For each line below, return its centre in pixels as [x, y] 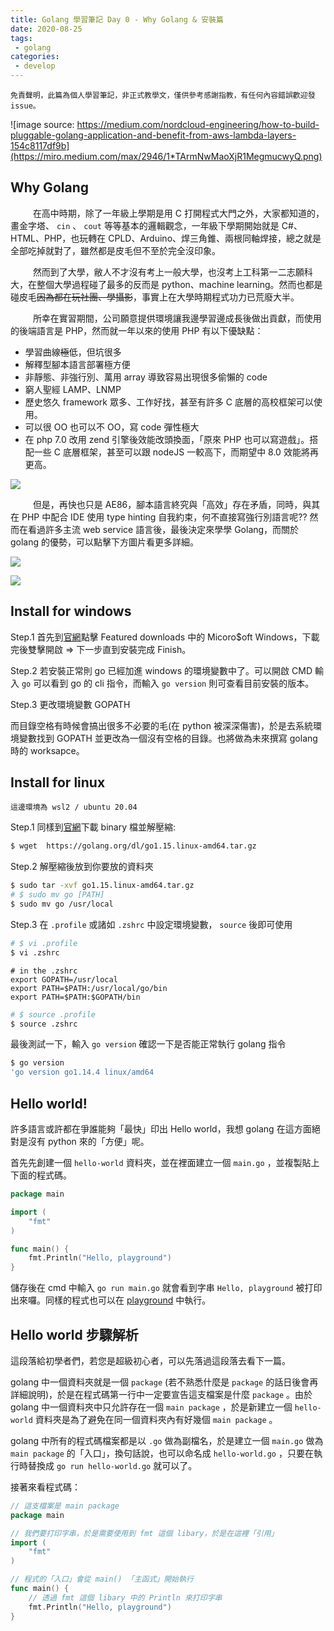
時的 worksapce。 [47, 750]
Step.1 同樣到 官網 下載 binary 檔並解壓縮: [93, 827]
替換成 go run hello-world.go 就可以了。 [112, 1465]
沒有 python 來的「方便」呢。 [88, 1141]
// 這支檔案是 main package [65, 1506]
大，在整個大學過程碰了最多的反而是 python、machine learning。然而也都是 [166, 284]
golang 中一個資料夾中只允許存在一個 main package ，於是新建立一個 [151, 1407]
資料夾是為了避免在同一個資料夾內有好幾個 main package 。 [156, 1419]
